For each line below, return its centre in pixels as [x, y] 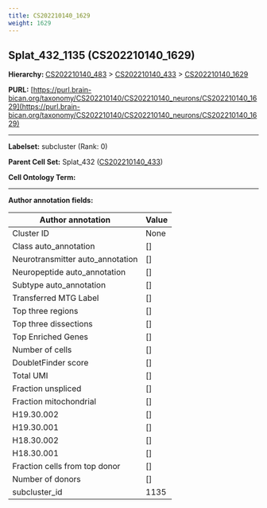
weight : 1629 [30, 23]
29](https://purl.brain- [44, 107]
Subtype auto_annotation [59, 285]
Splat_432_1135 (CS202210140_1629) [102, 55]
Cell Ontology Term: [42, 178]
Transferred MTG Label [56, 298]
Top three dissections [52, 324]
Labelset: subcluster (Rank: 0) [58, 147]
